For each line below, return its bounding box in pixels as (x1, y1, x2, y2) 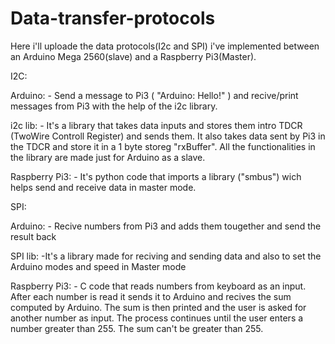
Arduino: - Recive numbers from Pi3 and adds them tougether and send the (10, 220, 322, 232)
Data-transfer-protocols (10, 7, 216, 30)
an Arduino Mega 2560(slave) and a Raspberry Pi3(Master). (10, 50, 257, 62)
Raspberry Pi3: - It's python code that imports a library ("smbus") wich (10, 170, 302, 182)
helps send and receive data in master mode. (10, 181, 197, 193)
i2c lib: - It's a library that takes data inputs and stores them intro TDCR (10, 119, 303, 131)
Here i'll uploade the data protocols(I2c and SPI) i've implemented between (10, 40, 320, 52)
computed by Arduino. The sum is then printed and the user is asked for (10, 301, 307, 313)
